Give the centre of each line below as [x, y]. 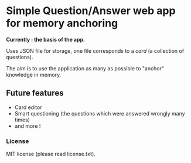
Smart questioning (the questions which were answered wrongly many [100, 113]
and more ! [28, 126]
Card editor [28, 107]
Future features [35, 93]
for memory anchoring [62, 23]
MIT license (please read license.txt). [51, 154]
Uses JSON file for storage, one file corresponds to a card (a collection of [95, 50]
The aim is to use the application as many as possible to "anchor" [85, 68]
